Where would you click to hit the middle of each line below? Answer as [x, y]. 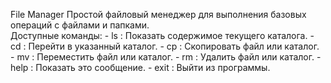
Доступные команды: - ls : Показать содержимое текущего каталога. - [162, 35]
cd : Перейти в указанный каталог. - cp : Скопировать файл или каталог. [165, 46]
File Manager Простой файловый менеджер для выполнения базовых [158, 14]
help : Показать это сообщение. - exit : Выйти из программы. [140, 67]
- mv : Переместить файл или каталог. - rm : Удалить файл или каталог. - [166, 57]
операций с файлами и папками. [80, 25]
